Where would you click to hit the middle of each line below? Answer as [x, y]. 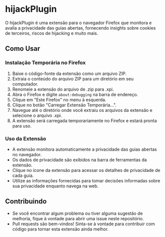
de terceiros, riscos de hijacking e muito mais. [52, 33]
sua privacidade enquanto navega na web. [55, 186]
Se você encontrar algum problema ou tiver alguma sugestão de [77, 213]
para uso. [22, 126]
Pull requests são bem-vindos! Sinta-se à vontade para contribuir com [83, 224]
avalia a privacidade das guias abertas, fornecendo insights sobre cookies [81, 28]
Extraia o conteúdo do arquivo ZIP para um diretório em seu [73, 79]
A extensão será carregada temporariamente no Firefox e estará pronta [84, 120]
